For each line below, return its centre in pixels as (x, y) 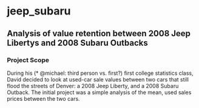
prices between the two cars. (44, 98)
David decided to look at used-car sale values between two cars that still (98, 79)
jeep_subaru (39, 11)
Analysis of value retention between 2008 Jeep (99, 33)
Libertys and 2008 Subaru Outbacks (77, 43)
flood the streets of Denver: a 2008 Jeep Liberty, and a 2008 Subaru (93, 86)
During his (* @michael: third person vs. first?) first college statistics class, (100, 73)
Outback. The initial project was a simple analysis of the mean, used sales (99, 92)
